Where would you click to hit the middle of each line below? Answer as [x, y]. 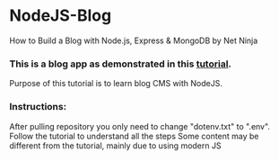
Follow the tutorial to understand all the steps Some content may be [134, 136]
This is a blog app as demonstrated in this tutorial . [120, 64]
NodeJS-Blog [61, 16]
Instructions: [38, 107]
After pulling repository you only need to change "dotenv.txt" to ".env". [140, 126]
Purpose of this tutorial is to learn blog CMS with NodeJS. [116, 84]
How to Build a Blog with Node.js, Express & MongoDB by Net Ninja [134, 40]
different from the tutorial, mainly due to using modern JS [115, 146]
